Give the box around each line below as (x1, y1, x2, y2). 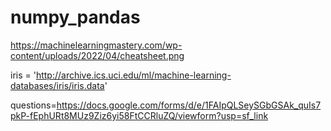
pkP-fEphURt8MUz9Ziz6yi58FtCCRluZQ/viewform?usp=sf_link (10, 109, 269, 121)
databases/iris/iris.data (10, 79, 105, 91)
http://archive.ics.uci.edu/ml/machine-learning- (35, 69, 232, 81)
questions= (10, 99, 57, 111)
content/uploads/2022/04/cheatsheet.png (10, 49, 185, 61)
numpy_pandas (10, 6, 141, 29)
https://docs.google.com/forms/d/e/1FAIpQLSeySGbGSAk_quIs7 (56, 99, 322, 111)
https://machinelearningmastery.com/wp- (10, 39, 183, 51)
